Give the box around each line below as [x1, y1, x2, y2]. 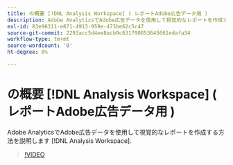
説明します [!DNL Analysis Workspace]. [19, 136, 132, 145]
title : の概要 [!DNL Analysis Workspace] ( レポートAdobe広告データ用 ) [7, 10, 208, 17]
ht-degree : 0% [7, 49, 49, 56]
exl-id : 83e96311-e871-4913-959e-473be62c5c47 [7, 23, 144, 30]
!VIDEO [24, 150, 45, 159]
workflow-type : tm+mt [7, 36, 70, 43]
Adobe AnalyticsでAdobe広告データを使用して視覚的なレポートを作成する [7, 128, 218, 136]
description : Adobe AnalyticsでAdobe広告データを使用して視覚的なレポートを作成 [7, 17, 223, 23]
